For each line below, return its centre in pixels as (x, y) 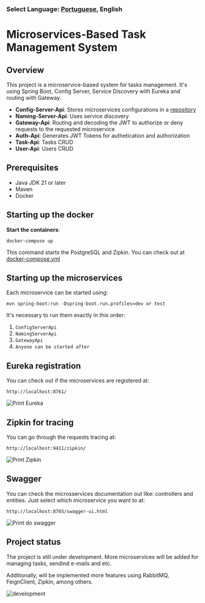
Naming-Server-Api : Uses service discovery (72, 116)
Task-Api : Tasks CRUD (44, 142)
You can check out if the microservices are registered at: (78, 381)
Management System (62, 47)
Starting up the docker (50, 215)
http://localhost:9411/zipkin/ (46, 448)
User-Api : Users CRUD (44, 148)
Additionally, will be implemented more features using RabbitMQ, (88, 575)
